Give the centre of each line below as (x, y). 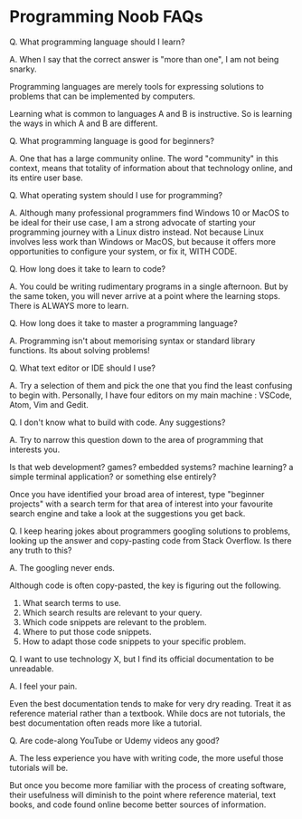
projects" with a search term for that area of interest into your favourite (142, 504)
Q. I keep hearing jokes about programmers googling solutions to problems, (150, 531)
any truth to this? (41, 550)
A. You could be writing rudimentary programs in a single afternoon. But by (149, 286)
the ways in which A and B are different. (84, 123)
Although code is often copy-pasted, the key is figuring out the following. (146, 585)
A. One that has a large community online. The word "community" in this (144, 158)
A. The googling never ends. (62, 567)
